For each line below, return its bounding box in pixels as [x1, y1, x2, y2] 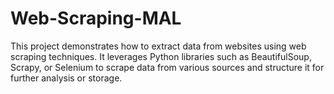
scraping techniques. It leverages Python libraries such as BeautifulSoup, [10, 50, 312, 62]
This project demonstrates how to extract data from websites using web [10, 40, 307, 52]
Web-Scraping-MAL [10, 7, 182, 30]
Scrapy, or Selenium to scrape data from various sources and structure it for [10, 61, 325, 73]
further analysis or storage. [10, 72, 123, 84]
